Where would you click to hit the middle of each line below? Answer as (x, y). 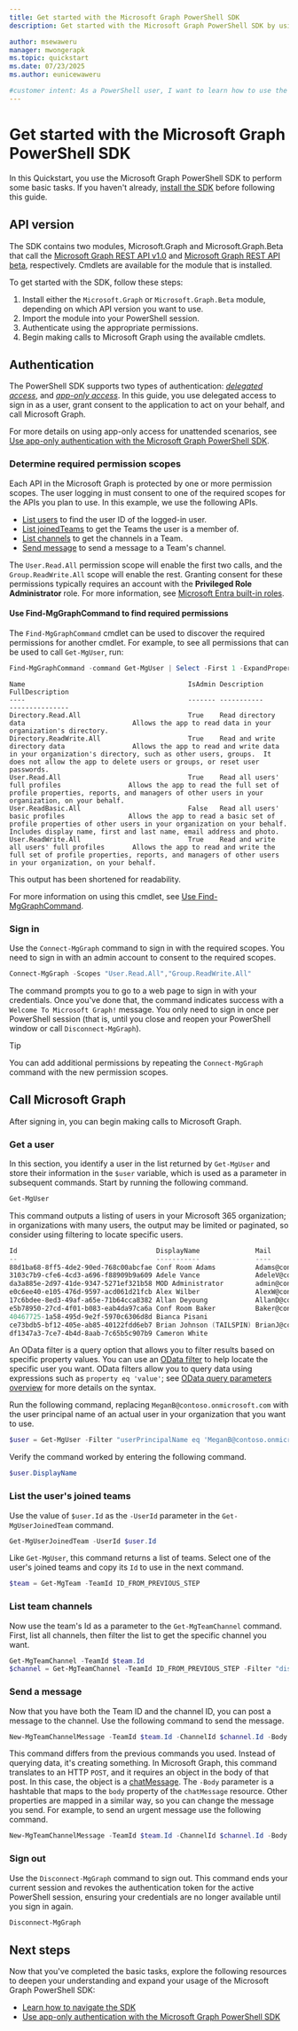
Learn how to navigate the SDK (78, 2007)
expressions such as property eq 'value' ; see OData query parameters (141, 1378)
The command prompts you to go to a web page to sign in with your (133, 991)
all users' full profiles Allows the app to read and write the (142, 847)
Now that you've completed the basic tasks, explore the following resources (148, 1972)
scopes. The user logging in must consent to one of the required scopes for (147, 492)
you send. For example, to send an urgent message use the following (135, 1810)
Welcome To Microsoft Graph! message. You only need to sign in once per (144, 1009)
